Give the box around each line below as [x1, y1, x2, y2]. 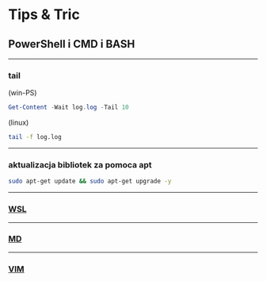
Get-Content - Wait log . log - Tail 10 [8, 103, 129, 112]
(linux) [8, 117, 29, 128]
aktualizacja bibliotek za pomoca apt [8, 159, 152, 170]
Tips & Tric [8, 6, 81, 24]
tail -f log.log [8, 133, 62, 141]
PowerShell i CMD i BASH [8, 37, 135, 51]
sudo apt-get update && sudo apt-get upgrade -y [8, 177, 172, 186]
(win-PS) [8, 88, 37, 98]
